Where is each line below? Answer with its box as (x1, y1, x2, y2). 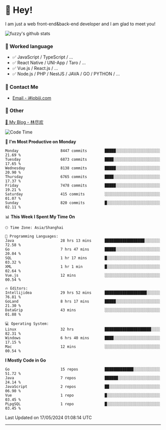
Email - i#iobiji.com (12, 95, 51, 101)
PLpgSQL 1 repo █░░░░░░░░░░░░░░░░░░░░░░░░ (5, 401, 161, 406)
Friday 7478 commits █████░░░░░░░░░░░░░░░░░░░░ (5, 183, 161, 188)
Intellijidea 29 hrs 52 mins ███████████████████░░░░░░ (5, 290, 161, 295)
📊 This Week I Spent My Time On (5, 213, 75, 220)
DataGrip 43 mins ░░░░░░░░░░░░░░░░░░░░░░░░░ (5, 307, 161, 312)
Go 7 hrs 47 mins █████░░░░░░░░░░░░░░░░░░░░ (5, 246, 161, 252)
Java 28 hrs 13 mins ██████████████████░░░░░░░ (5, 238, 161, 243)
